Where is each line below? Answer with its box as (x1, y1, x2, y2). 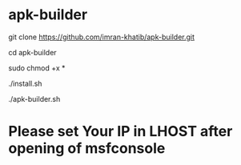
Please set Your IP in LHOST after (8, 123, 233, 141)
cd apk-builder (8, 47, 58, 57)
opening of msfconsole (8, 139, 166, 158)
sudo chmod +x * (8, 62, 66, 73)
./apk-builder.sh (8, 94, 61, 103)
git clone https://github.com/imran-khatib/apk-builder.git (8, 32, 195, 42)
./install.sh (8, 78, 42, 88)
